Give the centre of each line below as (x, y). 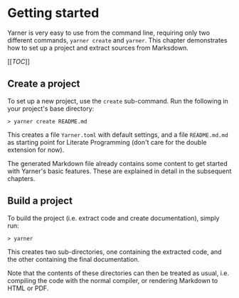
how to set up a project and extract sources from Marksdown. (98, 48)
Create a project (44, 84)
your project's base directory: (51, 109)
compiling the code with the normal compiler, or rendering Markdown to (113, 280)
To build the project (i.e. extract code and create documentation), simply (113, 218)
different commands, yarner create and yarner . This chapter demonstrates (117, 40)
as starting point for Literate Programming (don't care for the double (107, 142)
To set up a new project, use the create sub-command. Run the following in (118, 101)
